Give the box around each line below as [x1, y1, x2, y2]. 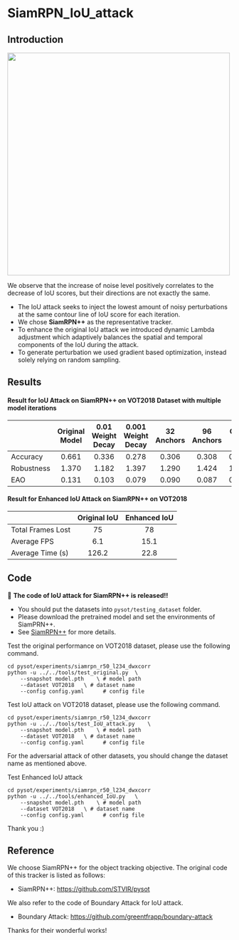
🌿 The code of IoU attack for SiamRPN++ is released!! [7, 591, 169, 599]
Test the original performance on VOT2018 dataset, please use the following [7, 641, 230, 650]
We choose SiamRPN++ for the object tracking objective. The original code [7, 864, 228, 872]
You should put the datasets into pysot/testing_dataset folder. [17, 604, 202, 614]
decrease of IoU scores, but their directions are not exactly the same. [7, 289, 211, 297]
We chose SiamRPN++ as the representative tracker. [17, 318, 173, 326]
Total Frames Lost [11, 525, 71, 534]
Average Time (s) [11, 547, 69, 557]
